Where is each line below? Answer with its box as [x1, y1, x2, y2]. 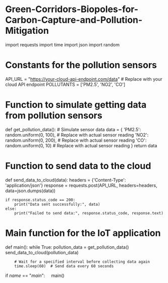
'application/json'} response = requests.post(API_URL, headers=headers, [5, 182, 157, 188]
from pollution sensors [5, 110, 102, 122]
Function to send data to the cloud [5, 160, 151, 172]
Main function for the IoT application [5, 227, 161, 239]
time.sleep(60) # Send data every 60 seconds [14, 263, 114, 268]
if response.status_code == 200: [5, 197, 76, 202]
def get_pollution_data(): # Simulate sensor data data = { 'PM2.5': [5, 126, 141, 132]
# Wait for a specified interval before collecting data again [14, 259, 150, 264]
